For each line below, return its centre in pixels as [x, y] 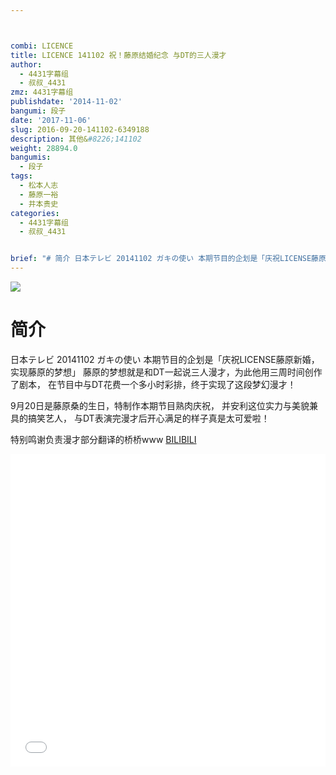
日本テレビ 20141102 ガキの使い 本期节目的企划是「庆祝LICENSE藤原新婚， [165, 359]
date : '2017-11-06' [51, 120]
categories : [35, 213]
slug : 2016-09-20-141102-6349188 [80, 129]
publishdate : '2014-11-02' [66, 102]
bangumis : [31, 157]
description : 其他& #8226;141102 [76, 139]
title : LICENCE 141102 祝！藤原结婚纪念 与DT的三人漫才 [118, 55]
